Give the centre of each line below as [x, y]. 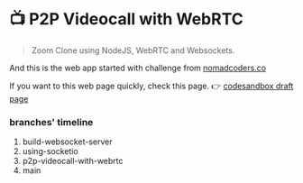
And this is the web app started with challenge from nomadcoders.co [138, 68]
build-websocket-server [67, 142]
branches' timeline [51, 122]
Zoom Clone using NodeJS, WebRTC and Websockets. [133, 50]
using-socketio [50, 151]
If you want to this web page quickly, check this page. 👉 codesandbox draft [151, 86]
